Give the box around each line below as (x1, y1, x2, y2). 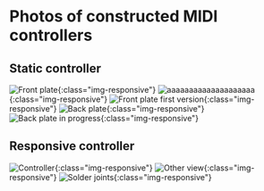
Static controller (9, 61, 101, 76)
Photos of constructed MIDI (9, 6, 218, 27)
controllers (9, 25, 93, 46)
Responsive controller (9, 138, 135, 154)
